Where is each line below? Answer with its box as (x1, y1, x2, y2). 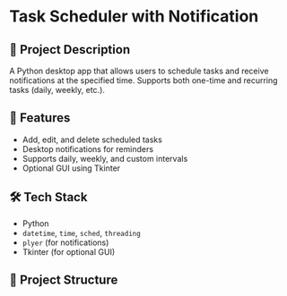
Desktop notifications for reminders (22, 143, 154, 154)
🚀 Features (9, 110, 71, 126)
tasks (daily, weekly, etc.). (9, 85, 106, 95)
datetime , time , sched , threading (22, 227, 141, 238)
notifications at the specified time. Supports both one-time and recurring (9, 75, 278, 86)
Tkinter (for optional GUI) (22, 246, 115, 257)
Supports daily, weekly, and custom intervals (22, 153, 188, 164)
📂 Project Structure (9, 273, 118, 288)
